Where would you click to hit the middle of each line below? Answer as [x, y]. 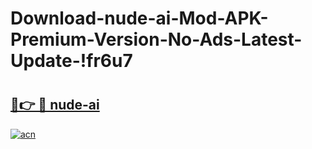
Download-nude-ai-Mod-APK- [139, 18]
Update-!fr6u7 [71, 61]
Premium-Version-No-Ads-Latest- [156, 39]
